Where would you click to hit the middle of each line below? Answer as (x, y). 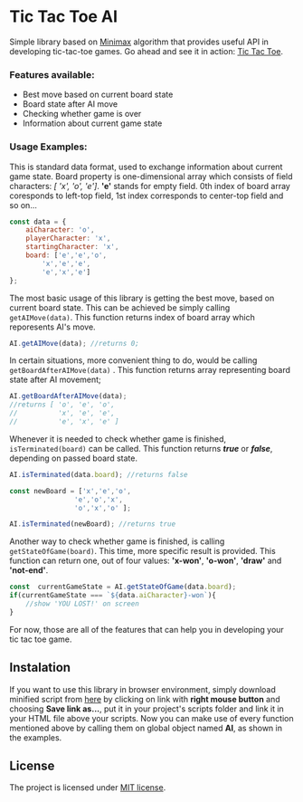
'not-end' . (29, 570)
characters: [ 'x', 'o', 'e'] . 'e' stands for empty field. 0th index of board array (150, 186)
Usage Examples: (48, 147)
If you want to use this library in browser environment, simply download (142, 689)
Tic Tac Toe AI (64, 17)
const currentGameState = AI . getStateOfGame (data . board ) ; (123, 587)
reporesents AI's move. (53, 327)
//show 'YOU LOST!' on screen (83, 604)
